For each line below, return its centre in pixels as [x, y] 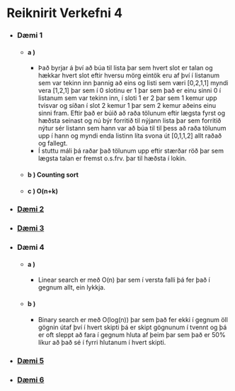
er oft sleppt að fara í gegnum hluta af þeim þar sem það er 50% [132, 334]
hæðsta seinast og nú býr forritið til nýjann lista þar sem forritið [130, 121]
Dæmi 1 [30, 35]
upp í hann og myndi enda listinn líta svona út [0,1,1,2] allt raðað [130, 136]
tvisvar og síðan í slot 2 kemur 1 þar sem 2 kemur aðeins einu [127, 106]
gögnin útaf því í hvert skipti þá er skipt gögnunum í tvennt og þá [132, 327]
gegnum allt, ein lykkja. [71, 287]
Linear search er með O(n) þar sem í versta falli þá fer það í [124, 280]
